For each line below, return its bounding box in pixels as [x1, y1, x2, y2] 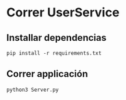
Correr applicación [6, 68, 88, 80]
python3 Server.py [6, 86, 59, 93]
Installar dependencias [6, 32, 107, 44]
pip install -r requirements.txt [6, 50, 102, 56]
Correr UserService [6, 5, 120, 20]
